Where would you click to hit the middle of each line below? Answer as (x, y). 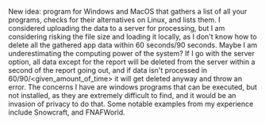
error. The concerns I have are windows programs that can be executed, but (133, 87)
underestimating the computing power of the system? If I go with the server (132, 53)
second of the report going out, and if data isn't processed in (108, 70)
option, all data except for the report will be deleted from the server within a (132, 62)
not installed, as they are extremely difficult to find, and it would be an (122, 95)
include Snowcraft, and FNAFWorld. (67, 112)
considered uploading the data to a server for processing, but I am (117, 28)
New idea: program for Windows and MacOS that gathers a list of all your (128, 11)
